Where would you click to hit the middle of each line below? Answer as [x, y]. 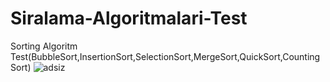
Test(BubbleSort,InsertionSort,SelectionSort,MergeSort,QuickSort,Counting [165, 56]
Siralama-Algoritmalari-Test [129, 18]
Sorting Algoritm [44, 46]
